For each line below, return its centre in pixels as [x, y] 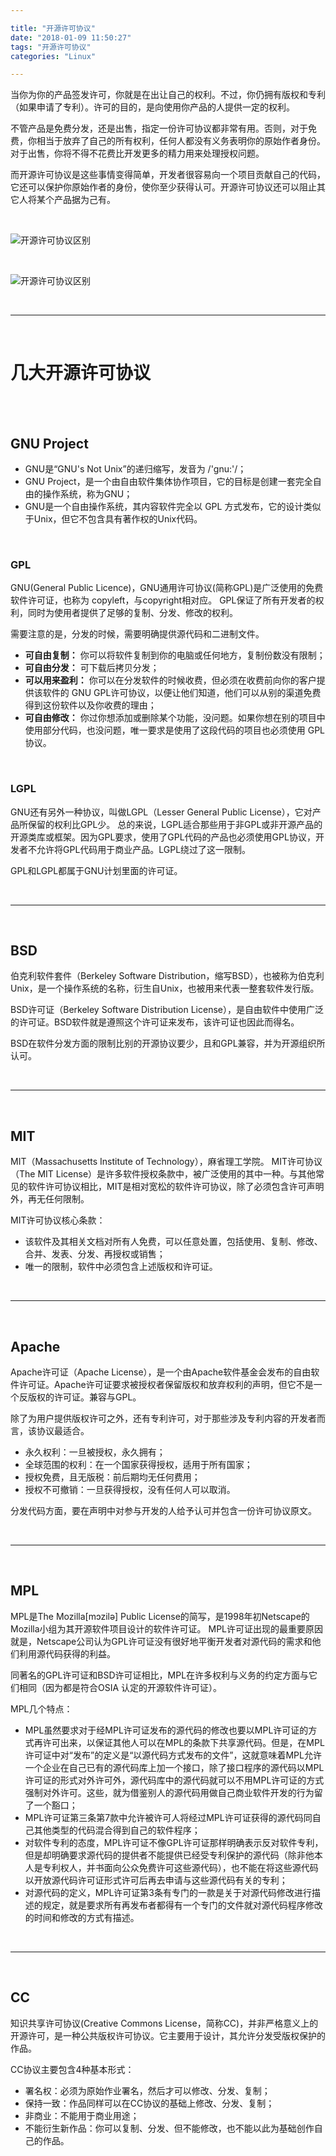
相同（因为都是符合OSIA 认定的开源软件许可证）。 [120, 1687]
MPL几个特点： [41, 1708]
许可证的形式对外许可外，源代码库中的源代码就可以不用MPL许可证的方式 [174, 1780]
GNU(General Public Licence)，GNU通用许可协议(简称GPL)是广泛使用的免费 [167, 588]
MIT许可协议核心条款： [58, 1220]
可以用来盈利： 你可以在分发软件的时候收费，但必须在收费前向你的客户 [170, 680]
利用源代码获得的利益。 [67, 1653]
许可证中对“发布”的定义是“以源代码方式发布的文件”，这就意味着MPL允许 [173, 1755]
